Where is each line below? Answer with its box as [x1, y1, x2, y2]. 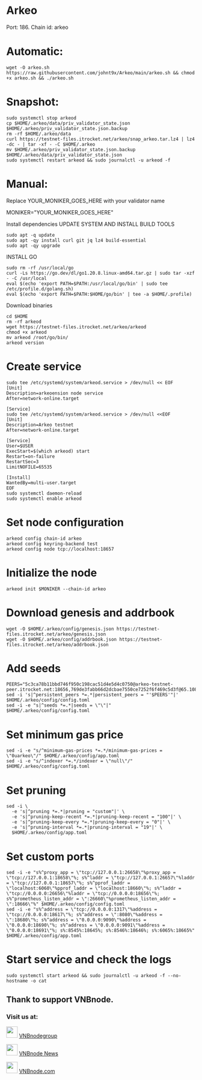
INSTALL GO [6, 253, 37, 260]
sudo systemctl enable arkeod [6, 495, 82, 502]
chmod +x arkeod [6, 329, 47, 335]
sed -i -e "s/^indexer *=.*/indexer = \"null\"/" [6, 758, 133, 764]
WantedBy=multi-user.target [6, 479, 77, 485]
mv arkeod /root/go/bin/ [6, 334, 69, 340]
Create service [6, 360, 82, 373]
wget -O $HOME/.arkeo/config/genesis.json [6, 626, 114, 632]
